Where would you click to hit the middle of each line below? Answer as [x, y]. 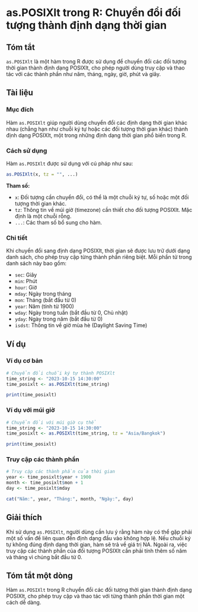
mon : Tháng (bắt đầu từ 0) [46, 300]
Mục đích [20, 110]
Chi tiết [17, 237]
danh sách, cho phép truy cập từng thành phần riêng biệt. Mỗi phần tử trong [99, 257]
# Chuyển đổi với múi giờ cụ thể [51, 422]
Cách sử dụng [27, 150]
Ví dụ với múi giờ [31, 410]
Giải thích [24, 517]
